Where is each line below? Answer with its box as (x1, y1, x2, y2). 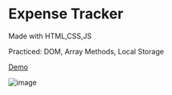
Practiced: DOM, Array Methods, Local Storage (8, 46, 165, 56)
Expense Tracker (8, 5, 124, 23)
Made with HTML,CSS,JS (8, 31, 92, 41)
